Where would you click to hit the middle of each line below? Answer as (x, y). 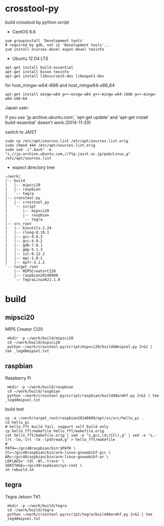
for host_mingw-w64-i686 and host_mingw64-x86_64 (60, 85)
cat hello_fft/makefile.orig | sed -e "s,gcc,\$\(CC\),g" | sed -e (76, 435)
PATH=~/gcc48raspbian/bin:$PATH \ (41, 448)
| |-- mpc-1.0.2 (24, 258)
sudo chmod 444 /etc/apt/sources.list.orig (50, 145)
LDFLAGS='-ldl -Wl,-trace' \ (35, 461)
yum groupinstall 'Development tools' (45, 41)
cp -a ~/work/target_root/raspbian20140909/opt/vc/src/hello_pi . (74, 418)
